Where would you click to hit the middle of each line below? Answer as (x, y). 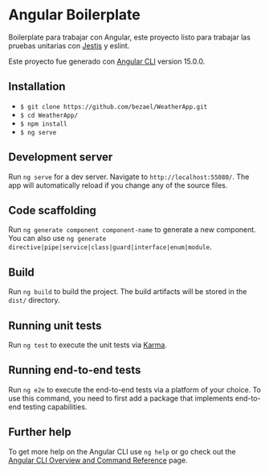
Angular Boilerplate (74, 15)
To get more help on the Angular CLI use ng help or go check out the (122, 451)
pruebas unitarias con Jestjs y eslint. (69, 45)
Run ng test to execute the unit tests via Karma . (88, 345)
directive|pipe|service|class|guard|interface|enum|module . (110, 247)
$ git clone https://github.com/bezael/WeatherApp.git (114, 106)
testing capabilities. (55, 407)
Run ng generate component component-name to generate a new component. (132, 230)
